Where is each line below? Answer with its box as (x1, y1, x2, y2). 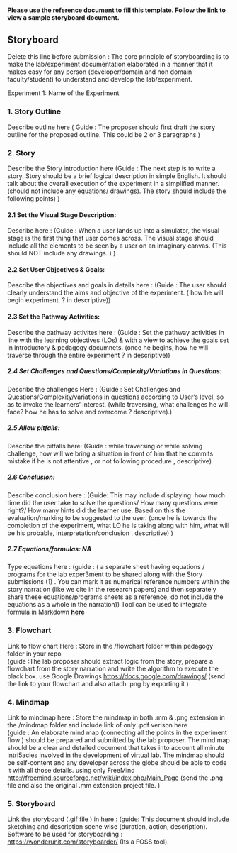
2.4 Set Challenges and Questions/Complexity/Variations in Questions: (7, 367, 222, 375)
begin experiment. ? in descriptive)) (7, 296, 111, 304)
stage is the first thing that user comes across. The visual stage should (7, 234, 214, 243)
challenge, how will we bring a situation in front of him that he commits (7, 449, 214, 458)
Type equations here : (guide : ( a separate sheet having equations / (7, 563, 205, 571)
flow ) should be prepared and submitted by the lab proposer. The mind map (7, 736, 230, 744)
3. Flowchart (7, 625, 52, 635)
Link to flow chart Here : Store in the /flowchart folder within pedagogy (7, 642, 214, 650)
